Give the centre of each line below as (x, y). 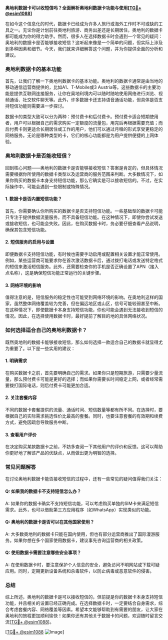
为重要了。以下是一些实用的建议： (40, 348)
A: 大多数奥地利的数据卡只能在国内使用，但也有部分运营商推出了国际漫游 (80, 534)
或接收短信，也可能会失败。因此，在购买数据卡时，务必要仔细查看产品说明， (84, 223)
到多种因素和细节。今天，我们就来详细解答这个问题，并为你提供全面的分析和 (84, 49)
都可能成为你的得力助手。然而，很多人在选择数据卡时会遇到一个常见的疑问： (84, 36)
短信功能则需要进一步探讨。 (38, 106)
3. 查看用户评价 (21, 434)
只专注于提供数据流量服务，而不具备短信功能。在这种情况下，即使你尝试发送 (84, 217)
